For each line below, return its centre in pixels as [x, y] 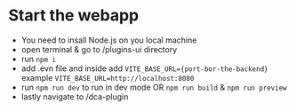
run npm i [39, 59]
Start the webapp [74, 16]
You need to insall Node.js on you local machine [109, 40]
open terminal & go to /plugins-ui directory [99, 49]
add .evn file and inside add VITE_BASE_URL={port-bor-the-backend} [144, 68]
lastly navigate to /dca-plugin [75, 96]
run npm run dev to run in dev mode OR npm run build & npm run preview [154, 87]
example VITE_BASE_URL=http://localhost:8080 [108, 77]
